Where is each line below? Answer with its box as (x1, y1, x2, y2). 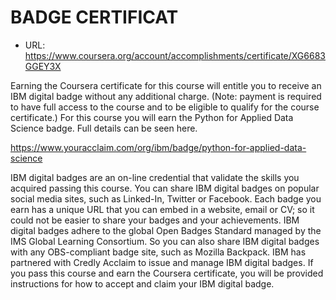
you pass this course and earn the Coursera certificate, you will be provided (10, 267, 324, 279)
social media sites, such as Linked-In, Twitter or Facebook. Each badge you (10, 192, 322, 205)
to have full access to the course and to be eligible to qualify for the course (10, 101, 320, 113)
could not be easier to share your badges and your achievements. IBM (10, 214, 300, 226)
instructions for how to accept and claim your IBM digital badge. (10, 277, 275, 290)
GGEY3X (24, 60, 62, 72)
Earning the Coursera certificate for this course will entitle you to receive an (10, 79, 322, 91)
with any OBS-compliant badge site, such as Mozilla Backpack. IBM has (10, 246, 307, 258)
